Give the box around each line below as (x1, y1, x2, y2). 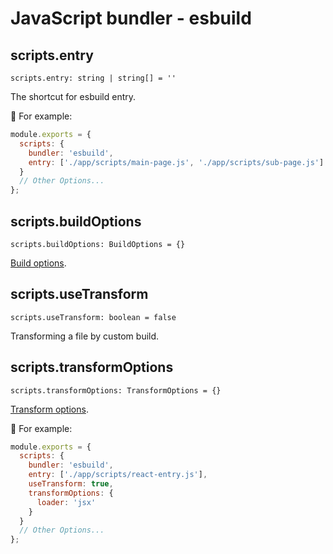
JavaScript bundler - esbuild (10, 7, 252, 30)
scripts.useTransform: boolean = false (10, 312, 177, 322)
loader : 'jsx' (36, 497, 97, 507)
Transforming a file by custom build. (10, 330, 160, 342)
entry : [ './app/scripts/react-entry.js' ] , (28, 470, 208, 480)
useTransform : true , (28, 479, 114, 489)
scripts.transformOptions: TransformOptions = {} (10, 385, 222, 396)
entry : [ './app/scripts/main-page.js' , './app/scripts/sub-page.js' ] (28, 157, 325, 167)
